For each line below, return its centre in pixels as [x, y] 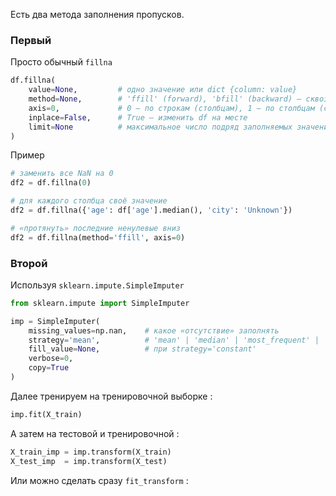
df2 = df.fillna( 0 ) [51, 183]
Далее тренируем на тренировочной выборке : [111, 396]
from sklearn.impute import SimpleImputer [100, 303]
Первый [31, 40]
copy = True [49, 368]
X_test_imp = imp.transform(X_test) [89, 461]
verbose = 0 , [51, 359]
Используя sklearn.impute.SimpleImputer [97, 285]
